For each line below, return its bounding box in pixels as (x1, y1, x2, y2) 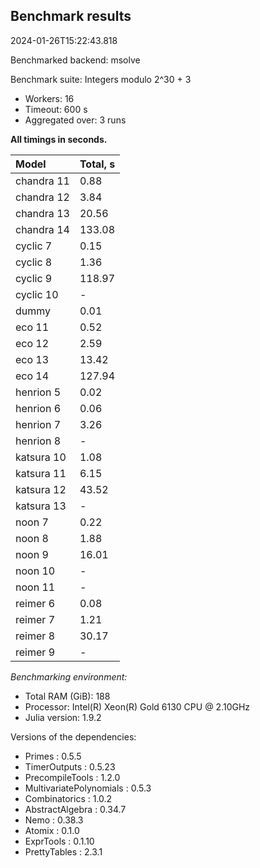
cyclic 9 (15, 271, 53, 285)
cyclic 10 (15, 287, 59, 301)
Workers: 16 (24, 92, 75, 104)
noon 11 (15, 580, 56, 594)
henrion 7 (15, 417, 62, 431)
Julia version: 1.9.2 (24, 711, 102, 723)
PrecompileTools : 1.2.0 (24, 771, 121, 783)
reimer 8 (15, 629, 55, 643)
